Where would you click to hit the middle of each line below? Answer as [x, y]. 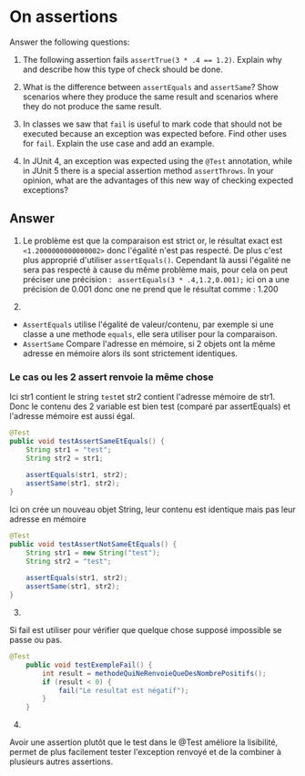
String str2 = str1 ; [65, 458]
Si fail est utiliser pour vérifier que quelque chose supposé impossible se [146, 630]
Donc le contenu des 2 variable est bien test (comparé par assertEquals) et [150, 406]
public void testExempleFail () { [89, 665]
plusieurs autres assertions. [61, 761]
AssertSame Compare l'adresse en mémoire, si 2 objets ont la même [149, 343]
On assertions [64, 17]
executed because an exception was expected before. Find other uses [154, 133]
